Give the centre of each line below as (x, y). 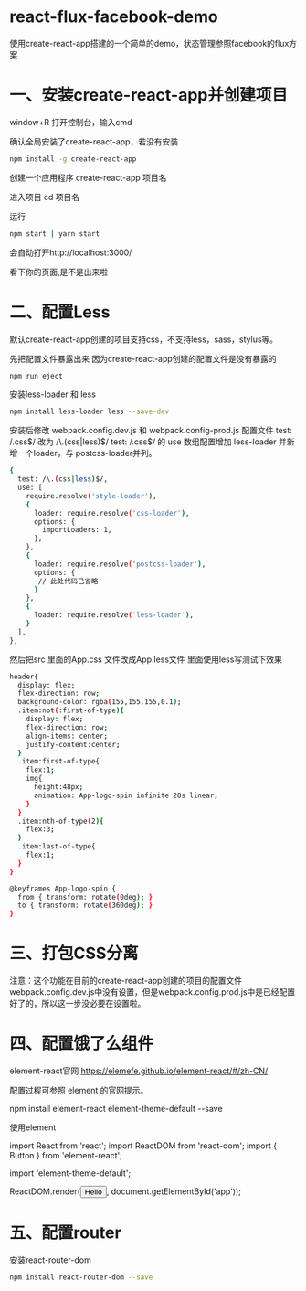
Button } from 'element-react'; (66, 1156)
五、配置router (65, 1233)
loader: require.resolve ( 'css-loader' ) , (111, 513)
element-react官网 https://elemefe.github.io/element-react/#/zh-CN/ (139, 1071)
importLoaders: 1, (77, 530)
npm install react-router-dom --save (81, 1277)
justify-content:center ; (73, 744)
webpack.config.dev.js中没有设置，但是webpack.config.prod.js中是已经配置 (153, 992)
